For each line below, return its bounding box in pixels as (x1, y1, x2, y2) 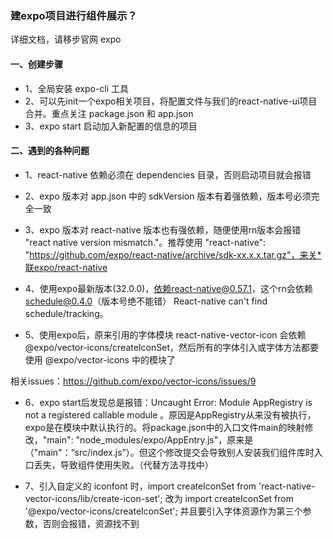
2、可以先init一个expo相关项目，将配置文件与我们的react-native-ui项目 (24, 95, 318, 107)
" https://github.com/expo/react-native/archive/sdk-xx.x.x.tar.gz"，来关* (24, 248, 322, 261)
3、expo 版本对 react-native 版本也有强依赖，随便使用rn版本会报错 (24, 223, 302, 236)
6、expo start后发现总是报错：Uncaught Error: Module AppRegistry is (24, 396, 313, 408)
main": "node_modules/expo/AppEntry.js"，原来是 (46, 433, 254, 446)
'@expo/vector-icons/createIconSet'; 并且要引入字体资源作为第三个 (24, 505, 303, 517)
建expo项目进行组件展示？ (10, 8, 138, 22)
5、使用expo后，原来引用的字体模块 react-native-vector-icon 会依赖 (24, 328, 307, 341)
